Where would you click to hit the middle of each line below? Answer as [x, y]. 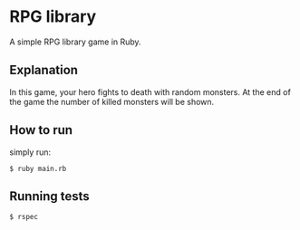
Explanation [44, 70]
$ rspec [24, 217]
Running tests [50, 196]
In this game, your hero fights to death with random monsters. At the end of [150, 91]
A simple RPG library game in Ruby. [76, 42]
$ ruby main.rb [38, 168]
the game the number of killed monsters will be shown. [112, 101]
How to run [41, 130]
